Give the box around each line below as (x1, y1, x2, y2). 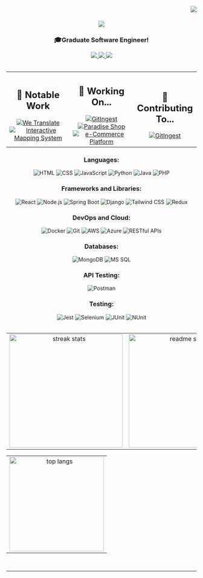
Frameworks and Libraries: (61, 185, 142, 193)
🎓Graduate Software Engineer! (54, 36, 149, 44)
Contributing (137, 102, 193, 114)
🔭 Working (78, 85, 125, 97)
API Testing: (83, 271, 120, 280)
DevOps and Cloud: (72, 213, 131, 222)
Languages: (83, 156, 120, 164)
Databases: (84, 242, 119, 251)
